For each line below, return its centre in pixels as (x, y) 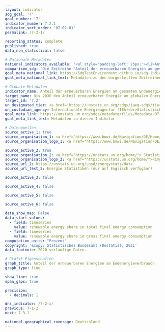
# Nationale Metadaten (28, 60)
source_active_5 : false (29, 195)
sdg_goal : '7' (20, 14)
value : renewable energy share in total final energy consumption (83, 227)
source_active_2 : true (28, 150)
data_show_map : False (27, 213)
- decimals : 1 (24, 295)
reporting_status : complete (34, 42)
